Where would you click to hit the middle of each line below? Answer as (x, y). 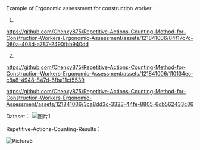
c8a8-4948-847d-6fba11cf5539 (45, 80)
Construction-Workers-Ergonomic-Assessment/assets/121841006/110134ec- (100, 74)
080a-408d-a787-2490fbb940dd (48, 44)
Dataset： (18, 116)
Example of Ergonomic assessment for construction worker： (82, 8)
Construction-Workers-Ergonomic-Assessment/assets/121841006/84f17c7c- (100, 38)
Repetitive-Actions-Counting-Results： (54, 129)
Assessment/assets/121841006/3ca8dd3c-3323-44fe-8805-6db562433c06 (100, 104)
